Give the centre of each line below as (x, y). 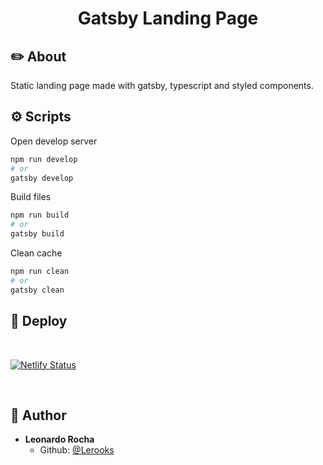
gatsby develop (42, 178)
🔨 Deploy (39, 321)
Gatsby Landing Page (168, 18)
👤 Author (38, 415)
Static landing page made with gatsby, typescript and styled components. (162, 85)
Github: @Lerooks (77, 450)
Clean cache (36, 253)
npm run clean (40, 272)
